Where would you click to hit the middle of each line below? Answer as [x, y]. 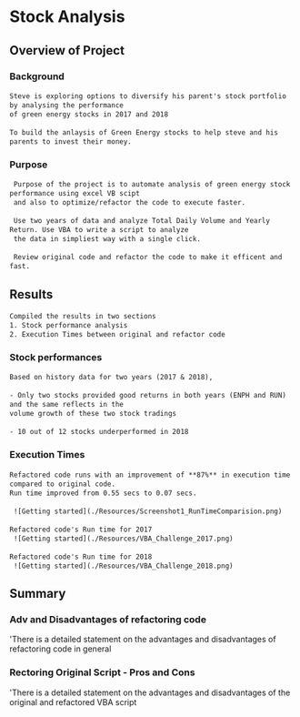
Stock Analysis [67, 17]
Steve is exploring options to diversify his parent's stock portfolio [148, 96]
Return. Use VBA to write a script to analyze [99, 230]
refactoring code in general [60, 649]
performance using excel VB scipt [75, 194]
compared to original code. [63, 484]
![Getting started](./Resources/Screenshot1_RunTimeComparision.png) [148, 511]
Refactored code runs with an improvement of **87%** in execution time [150, 475]
